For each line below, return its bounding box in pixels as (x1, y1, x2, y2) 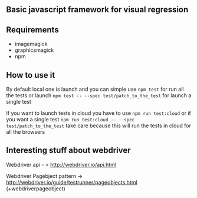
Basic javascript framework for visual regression (6, 5, 189, 15)
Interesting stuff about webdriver (6, 146, 131, 156)
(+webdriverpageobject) (6, 185, 66, 192)
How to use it (6, 70, 55, 80)
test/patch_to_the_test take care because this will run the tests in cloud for (6, 122, 192, 129)
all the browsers (6, 128, 45, 136)
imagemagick (14, 41, 48, 48)
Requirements (6, 25, 59, 35)
